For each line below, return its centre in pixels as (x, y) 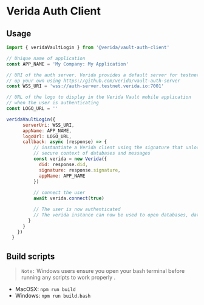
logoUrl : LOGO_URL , (47, 136)
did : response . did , (63, 164)
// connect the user (59, 193)
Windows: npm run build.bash (53, 296)
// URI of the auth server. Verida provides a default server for (92, 75)
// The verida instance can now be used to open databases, (111, 215)
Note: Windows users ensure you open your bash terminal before (103, 271)
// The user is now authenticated (77, 209)
